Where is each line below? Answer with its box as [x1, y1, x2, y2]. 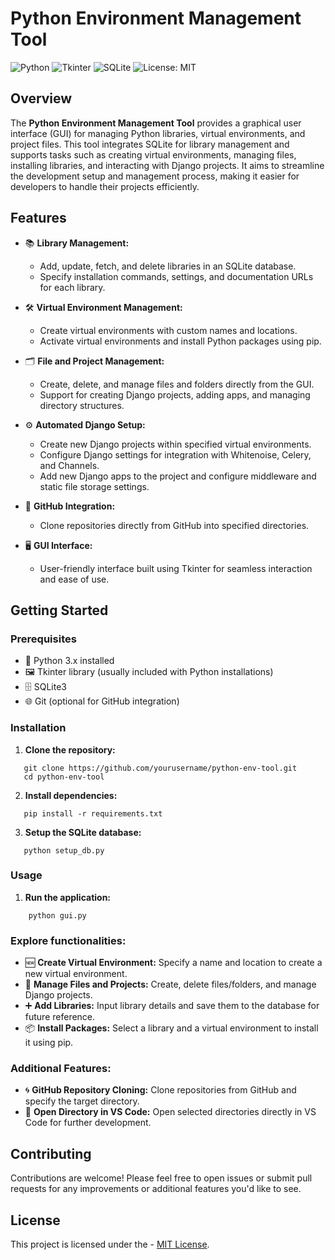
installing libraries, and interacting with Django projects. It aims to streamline [10, 159, 325, 171]
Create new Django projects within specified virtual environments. [39, 438, 312, 450]
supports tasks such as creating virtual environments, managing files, [10, 148, 297, 161]
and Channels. [39, 459, 100, 471]
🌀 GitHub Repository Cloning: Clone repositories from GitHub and [24, 1084, 297, 1096]
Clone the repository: [24, 743, 116, 756]
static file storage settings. [39, 480, 150, 492]
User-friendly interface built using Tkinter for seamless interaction [39, 562, 313, 574]
